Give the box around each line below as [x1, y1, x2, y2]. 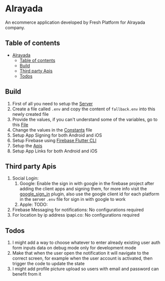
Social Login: [12, 175, 39, 181]
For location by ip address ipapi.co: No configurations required [12, 212, 140, 218]
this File [12, 122, 29, 128]
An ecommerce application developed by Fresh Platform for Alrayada [5, 19, 145, 25]
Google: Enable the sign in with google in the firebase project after [19, 181, 154, 187]
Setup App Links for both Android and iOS [12, 148, 98, 154]
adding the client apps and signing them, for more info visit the [19, 186, 147, 192]
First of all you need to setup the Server [12, 100, 93, 106]
